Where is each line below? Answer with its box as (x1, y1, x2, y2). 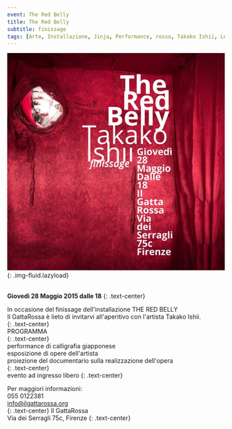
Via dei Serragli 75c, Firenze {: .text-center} (7, 414, 131, 422)
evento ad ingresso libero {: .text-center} (7, 371, 123, 379)
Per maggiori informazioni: (7, 385, 83, 393)
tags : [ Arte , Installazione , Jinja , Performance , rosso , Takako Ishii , (7, 33, 217, 40)
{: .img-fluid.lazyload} (7, 271, 69, 279)
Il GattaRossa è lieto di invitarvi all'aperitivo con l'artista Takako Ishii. (7, 312, 202, 321)
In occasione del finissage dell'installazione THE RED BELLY (7, 306, 178, 314)
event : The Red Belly (7, 11, 70, 18)
